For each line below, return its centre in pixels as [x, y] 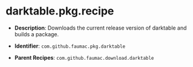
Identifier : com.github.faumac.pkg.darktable [70, 46]
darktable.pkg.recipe [60, 11]
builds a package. [37, 34]
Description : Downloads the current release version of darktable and [100, 28]
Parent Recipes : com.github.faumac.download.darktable [84, 57]
